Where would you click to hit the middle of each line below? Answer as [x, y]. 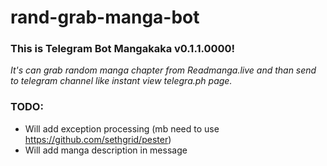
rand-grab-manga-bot [105, 17]
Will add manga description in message [106, 150]
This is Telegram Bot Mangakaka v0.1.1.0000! [123, 49]
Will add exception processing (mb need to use [122, 128]
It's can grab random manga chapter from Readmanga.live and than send [163, 70]
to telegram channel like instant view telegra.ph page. [121, 81]
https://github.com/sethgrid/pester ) [98, 139]
